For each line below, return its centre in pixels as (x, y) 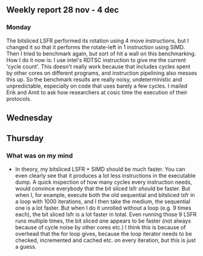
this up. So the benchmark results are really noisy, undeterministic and (94, 79)
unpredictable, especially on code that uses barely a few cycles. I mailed (97, 86)
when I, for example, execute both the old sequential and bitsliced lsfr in (105, 195)
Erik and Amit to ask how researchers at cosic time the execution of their (97, 92)
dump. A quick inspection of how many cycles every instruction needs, (104, 182)
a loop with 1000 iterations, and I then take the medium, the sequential (103, 201)
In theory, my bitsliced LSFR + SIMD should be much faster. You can (100, 169)
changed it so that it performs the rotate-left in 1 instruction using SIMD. (96, 47)
